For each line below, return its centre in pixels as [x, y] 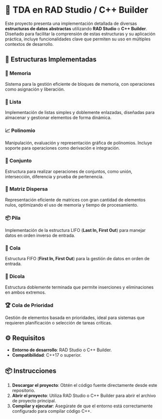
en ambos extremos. [25, 292]
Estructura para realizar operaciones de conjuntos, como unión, [69, 171]
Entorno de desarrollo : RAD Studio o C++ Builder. [62, 350]
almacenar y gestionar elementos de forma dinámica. [58, 117]
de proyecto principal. [34, 400]
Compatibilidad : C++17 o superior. [47, 355]
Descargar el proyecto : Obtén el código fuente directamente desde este [85, 385]
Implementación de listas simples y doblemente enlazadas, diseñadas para [80, 112]
